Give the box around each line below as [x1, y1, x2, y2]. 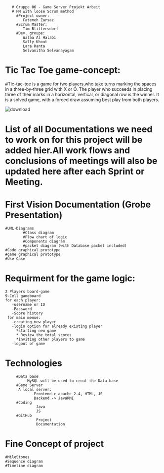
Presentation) [5, 210, 63, 221]
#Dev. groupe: [16, 31, 45, 36]
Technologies [5, 357, 63, 369]
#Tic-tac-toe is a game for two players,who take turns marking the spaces [5, 81, 157, 87]
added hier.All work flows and [5, 145, 130, 156]
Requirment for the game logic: [5, 273, 136, 284]
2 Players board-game [5, 289, 50, 294]
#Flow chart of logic [23, 235, 68, 240]
